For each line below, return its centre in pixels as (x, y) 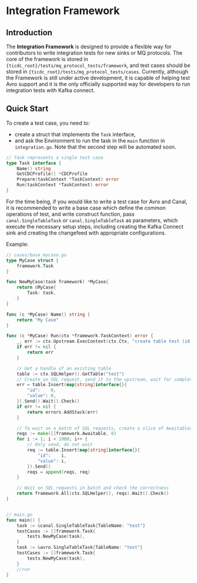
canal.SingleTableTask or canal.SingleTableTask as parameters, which (92, 220)
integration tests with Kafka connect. (50, 90)
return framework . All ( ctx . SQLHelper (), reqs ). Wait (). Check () (93, 494)
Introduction (29, 33)
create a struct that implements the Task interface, (75, 134)
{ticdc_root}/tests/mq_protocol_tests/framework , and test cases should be (98, 65)
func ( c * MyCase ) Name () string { (48, 314)
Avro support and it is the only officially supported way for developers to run (98, 84)
